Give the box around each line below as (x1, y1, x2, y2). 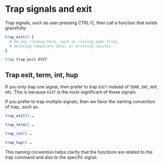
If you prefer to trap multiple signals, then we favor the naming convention (5, 99, 156, 104)
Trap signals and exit (5, 3, 92, 15)
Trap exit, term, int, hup (5, 70, 78, 79)
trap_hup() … (5, 140, 32, 145)
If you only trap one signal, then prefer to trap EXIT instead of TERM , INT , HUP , (5, 84, 159, 90)
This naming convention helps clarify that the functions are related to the (5, 149, 153, 155)
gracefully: (5, 25, 27, 31)
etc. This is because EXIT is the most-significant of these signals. (5, 89, 137, 95)
